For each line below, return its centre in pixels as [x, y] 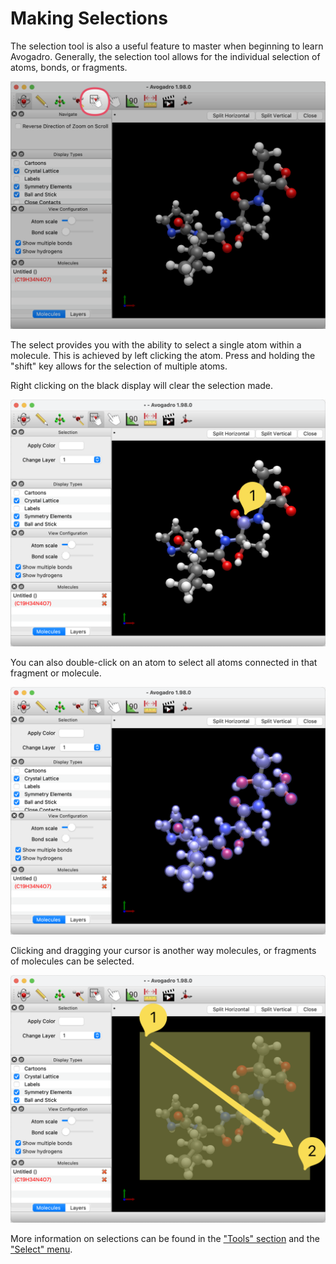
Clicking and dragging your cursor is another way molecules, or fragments [163, 951]
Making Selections [89, 18]
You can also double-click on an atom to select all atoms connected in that [164, 663]
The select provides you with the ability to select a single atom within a [156, 344]
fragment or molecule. [56, 673]
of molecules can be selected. [72, 961]
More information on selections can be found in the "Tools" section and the [165, 1238]
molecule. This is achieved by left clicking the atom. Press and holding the [163, 355]
